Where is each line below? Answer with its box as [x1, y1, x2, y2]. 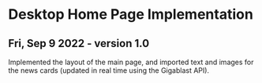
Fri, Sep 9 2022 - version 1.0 [8, 37, 150, 50]
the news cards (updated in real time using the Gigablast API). [8, 66, 210, 75]
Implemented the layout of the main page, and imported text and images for [8, 57, 254, 67]
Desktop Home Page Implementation [8, 5, 254, 23]
